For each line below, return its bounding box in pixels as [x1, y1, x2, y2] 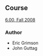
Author [5, 29, 22, 36]
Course [5, 4, 28, 12]
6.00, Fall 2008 [5, 17, 36, 22]
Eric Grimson [12, 40, 39, 46]
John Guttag [12, 45, 38, 51]
